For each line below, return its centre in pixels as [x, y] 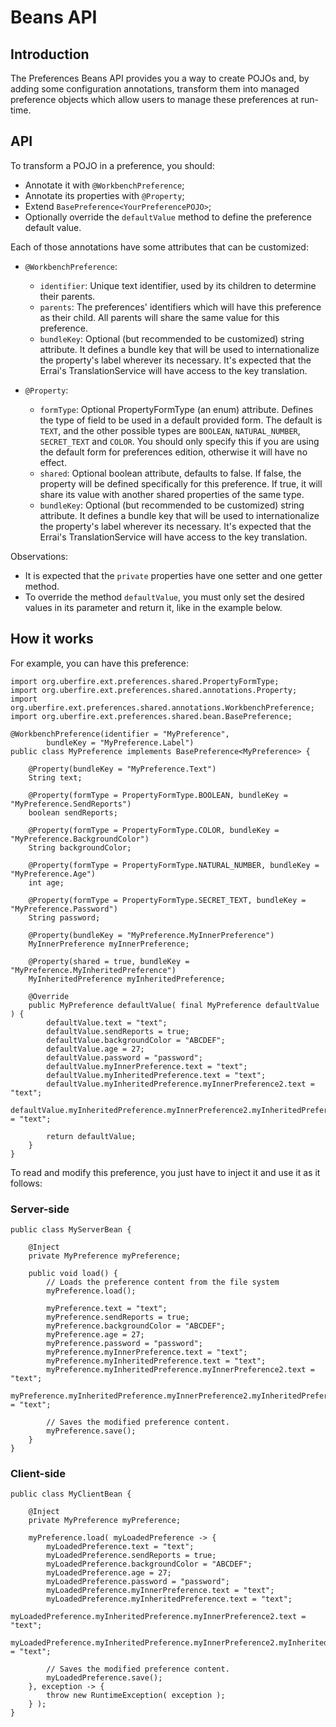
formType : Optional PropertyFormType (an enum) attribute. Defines [176, 409]
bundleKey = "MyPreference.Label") [120, 742]
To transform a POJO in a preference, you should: [112, 165]
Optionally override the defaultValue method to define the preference [168, 217]
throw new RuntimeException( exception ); [136, 1696]
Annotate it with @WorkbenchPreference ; [104, 185]
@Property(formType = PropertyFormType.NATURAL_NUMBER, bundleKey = [174, 865]
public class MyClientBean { [71, 1494]
